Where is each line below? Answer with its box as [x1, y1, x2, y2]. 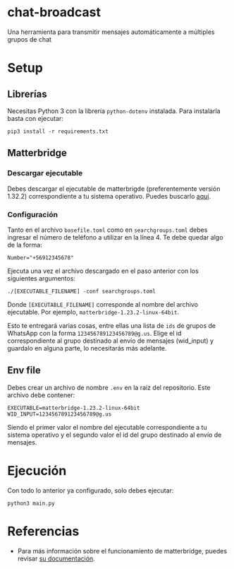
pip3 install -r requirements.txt [7, 128, 109, 135]
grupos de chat [7, 35, 51, 43]
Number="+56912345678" [7, 254, 74, 262]
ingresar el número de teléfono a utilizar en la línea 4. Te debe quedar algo [7, 233, 223, 241]
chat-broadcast [7, 4, 101, 20]
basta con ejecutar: [7, 114, 63, 122]
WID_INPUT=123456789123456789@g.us [7, 411, 112, 418]
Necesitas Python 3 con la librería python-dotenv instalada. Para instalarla [7, 107, 221, 115]
